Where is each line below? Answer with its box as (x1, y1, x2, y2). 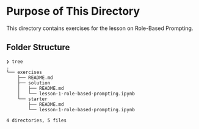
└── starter (17, 96, 48, 102)
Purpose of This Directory (6, 4, 140, 18)
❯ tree (6, 58, 23, 65)
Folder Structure (6, 42, 70, 53)
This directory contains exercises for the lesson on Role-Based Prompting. (6, 24, 194, 32)
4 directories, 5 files (6, 117, 67, 123)
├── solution (17, 79, 51, 86)
